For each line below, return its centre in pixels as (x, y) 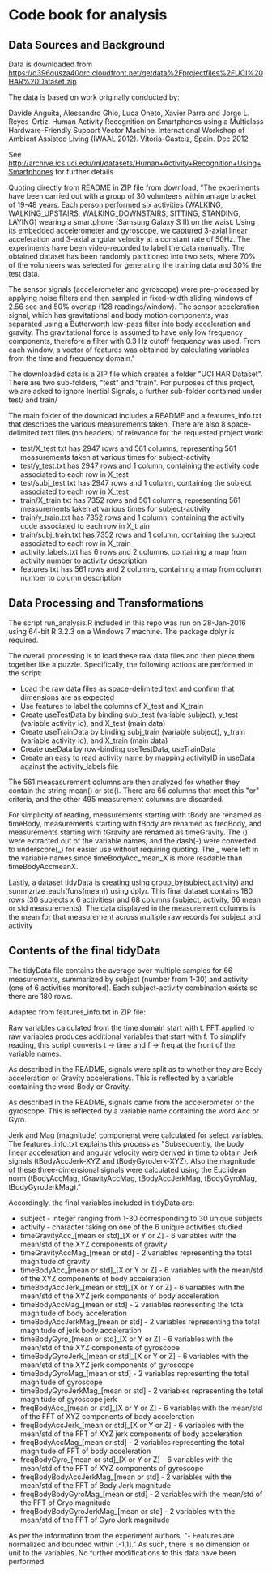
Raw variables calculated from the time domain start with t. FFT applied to (132, 1027)
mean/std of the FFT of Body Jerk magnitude (96, 1485)
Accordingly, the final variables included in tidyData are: (102, 1203)
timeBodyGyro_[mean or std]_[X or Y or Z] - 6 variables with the (127, 1339)
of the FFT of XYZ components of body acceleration (107, 1416)
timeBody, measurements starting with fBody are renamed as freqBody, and (135, 823)
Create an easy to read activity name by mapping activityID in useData (138, 757)
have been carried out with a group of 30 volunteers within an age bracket (132, 196)
